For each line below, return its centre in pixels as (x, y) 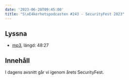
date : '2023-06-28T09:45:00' (34, 9)
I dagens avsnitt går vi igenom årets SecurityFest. (55, 72)
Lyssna (16, 34)
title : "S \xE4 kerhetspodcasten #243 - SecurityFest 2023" (65, 14)
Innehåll (17, 60)
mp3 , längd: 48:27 (30, 45)
